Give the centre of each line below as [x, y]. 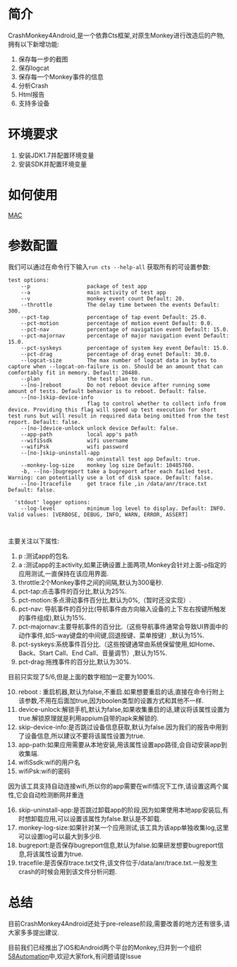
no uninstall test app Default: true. [144, 459]
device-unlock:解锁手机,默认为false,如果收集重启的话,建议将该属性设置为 [124, 709]
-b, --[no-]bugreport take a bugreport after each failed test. [117, 471]
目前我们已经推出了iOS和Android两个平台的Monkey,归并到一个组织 [105, 947]
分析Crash [33, 85]
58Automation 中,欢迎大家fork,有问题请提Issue [75, 956]
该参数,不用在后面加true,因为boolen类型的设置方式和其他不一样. [111, 700]
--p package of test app [84, 286]
